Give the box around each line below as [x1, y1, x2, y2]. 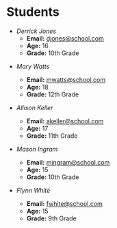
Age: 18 [26, 83, 49, 91]
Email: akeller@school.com [26, 116, 104, 125]
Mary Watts [16, 62, 50, 70]
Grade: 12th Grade [26, 90, 79, 99]
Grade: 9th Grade [26, 214, 77, 222]
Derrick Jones [16, 27, 57, 35]
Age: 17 [26, 124, 49, 132]
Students [6, 4, 60, 20]
